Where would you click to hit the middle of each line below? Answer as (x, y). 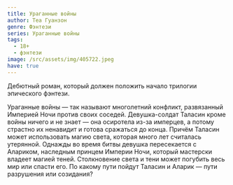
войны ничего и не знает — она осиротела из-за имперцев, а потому (111, 122)
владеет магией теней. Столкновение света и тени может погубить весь (116, 159)
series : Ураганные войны (43, 33)
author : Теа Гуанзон (37, 20)
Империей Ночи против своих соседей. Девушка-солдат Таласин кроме (116, 114)
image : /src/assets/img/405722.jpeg (61, 60)
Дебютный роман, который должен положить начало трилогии (102, 85)
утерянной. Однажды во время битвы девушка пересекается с (102, 144)
